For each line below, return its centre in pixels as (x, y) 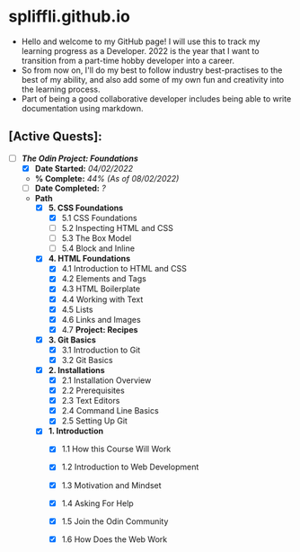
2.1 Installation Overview (106, 380)
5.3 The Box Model (97, 238)
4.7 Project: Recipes (100, 329)
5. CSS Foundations (86, 208)
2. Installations (76, 369)
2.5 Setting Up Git (94, 421)
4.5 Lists (77, 309)
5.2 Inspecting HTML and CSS (118, 228)
